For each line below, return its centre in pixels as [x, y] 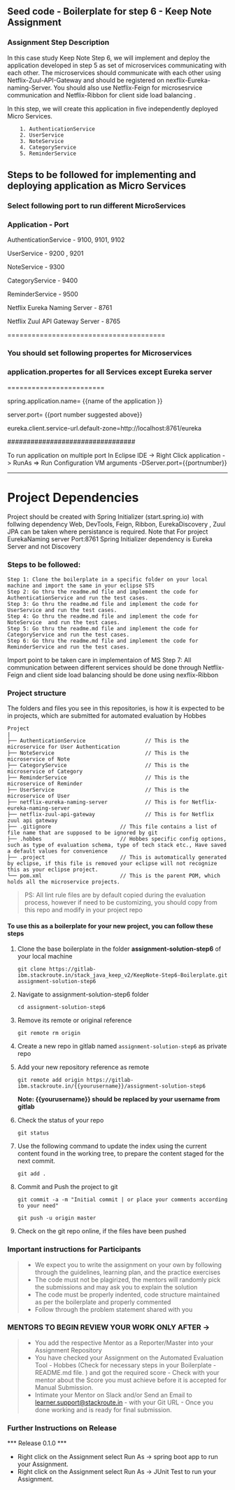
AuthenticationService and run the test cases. [78, 598]
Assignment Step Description [58, 43]
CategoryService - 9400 [43, 280]
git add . [32, 1174]
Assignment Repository [69, 1350]
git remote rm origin [49, 1034]
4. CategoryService [48, 147]
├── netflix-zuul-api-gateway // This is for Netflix [111, 815]
